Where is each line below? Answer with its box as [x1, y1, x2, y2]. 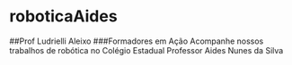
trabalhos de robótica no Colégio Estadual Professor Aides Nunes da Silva [9, 45, 284, 55]
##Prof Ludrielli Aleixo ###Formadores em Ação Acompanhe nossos [9, 36, 264, 46]
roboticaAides [9, 6, 119, 27]
